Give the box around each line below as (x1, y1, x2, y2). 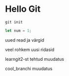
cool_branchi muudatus (5, 65, 53, 72)
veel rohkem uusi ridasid (5, 47, 55, 52)
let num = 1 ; (5, 28, 32, 33)
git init (5, 20, 23, 25)
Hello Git (5, 3, 41, 15)
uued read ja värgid (5, 37, 45, 43)
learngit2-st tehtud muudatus (5, 56, 65, 62)
